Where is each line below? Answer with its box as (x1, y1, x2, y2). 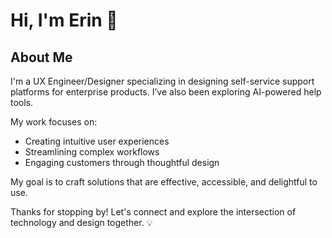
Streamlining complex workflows (24, 146, 160, 158)
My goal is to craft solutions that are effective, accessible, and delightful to (10, 176, 318, 188)
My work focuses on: (10, 116, 98, 128)
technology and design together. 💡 (10, 217, 153, 228)
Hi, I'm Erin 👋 (10, 9, 118, 32)
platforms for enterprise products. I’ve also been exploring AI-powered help (10, 86, 322, 98)
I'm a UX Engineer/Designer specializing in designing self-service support (10, 75, 315, 87)
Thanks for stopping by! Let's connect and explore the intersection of (10, 206, 297, 218)
